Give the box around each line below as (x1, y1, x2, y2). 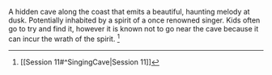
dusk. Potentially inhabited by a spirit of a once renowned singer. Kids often (8, 15, 261, 25)
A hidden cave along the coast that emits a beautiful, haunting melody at (8, 7, 250, 16)
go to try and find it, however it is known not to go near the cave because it (8, 24, 259, 33)
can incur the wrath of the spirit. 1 (8, 32, 120, 44)
